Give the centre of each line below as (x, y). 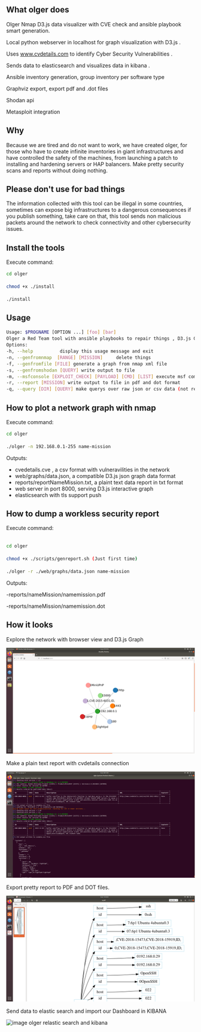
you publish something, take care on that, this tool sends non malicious (94, 216)
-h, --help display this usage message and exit (80, 351)
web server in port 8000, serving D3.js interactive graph (84, 488)
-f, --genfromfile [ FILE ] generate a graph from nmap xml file (87, 364)
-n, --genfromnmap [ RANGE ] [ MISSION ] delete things (79, 357)
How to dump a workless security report (83, 514)
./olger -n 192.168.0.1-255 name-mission (59, 446)
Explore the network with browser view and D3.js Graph (75, 639)
